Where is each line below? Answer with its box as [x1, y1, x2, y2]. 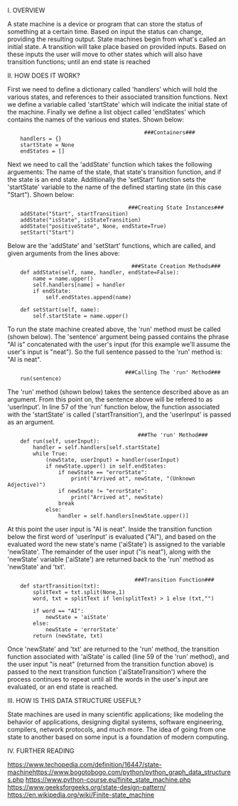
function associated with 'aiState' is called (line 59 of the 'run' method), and [7, 652, 229, 660]
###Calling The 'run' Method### [124, 369, 221, 376]
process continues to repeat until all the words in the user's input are [7, 675, 208, 683]
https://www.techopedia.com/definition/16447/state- [7, 761, 162, 768]
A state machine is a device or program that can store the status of [7, 20, 203, 28]
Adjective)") [7, 481, 46, 488]
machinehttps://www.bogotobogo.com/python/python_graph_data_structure [7, 768, 231, 776]
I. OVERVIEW [7, 6, 45, 14]
